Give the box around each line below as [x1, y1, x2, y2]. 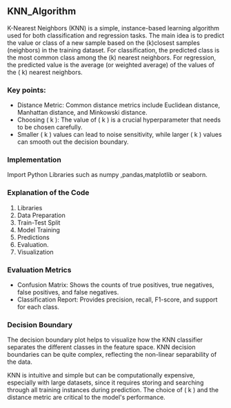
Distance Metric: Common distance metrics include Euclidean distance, [17, 101, 221, 109]
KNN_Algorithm [7, 6, 77, 17]
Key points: [7, 85, 46, 95]
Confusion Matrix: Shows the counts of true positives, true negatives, [17, 281, 214, 289]
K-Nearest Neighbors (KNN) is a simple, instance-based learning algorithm [7, 24, 219, 32]
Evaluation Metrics [7, 265, 72, 275]
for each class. [17, 303, 60, 310]
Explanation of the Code [7, 188, 90, 198]
